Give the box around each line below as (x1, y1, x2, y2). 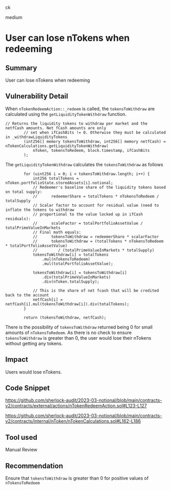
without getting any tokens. (5, 340, 63, 346)
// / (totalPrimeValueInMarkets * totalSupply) (32, 247, 155, 253)
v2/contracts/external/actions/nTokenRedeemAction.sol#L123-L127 (5, 403, 147, 409)
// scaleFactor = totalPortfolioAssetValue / (32, 221, 143, 226)
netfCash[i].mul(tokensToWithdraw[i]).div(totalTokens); (5, 301, 130, 307)
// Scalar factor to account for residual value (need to (32, 203, 159, 208)
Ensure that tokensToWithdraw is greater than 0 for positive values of (5, 475, 149, 481)
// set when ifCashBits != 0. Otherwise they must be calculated (24, 130, 166, 135)
